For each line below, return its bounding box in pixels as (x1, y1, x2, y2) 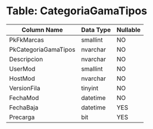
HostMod (9, 74, 36, 83)
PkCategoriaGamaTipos (9, 45, 76, 54)
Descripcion (9, 55, 43, 63)
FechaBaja (9, 103, 39, 111)
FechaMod (9, 93, 39, 102)
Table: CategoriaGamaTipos (6, 4, 148, 18)
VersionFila (9, 84, 40, 92)
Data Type (81, 26, 111, 34)
